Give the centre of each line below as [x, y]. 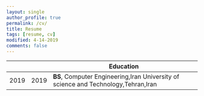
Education [124, 66]
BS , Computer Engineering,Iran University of [116, 77]
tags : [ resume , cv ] [31, 35]
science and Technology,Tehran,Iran [105, 84]
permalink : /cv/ [27, 23]
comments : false [27, 46]
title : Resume [24, 29]
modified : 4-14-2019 [32, 40]
